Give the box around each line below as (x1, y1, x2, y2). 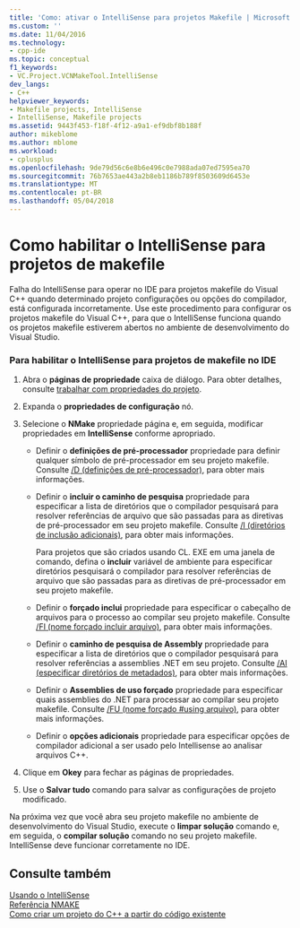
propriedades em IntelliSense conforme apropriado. (21, 428, 216, 439)
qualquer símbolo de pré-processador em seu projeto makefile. (35, 455, 270, 466)
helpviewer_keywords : (9, 96, 90, 106)
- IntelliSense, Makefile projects (9, 113, 142, 122)
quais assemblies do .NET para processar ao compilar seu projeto (35, 694, 279, 705)
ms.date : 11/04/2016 (9, 30, 87, 39)
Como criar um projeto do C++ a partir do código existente (9, 908, 227, 919)
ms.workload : (9, 146, 58, 155)
